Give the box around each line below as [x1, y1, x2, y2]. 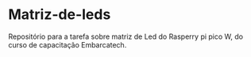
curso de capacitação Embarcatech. [8, 40, 127, 49]
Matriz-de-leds [8, 6, 111, 24]
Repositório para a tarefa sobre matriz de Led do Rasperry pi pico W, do [8, 32, 244, 41]
